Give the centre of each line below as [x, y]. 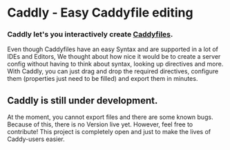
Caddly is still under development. [83, 101]
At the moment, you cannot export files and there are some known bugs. [110, 117]
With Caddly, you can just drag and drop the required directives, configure [113, 71]
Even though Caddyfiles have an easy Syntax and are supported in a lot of [113, 49]
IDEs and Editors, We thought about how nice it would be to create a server [114, 57]
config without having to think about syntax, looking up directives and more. [115, 64]
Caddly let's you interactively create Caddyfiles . [90, 35]
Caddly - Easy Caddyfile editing [100, 13]
